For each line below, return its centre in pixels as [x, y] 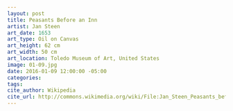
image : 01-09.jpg [32, 65]
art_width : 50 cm [32, 52]
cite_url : [21, 97]
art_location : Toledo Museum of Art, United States [83, 59]
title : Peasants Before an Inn [52, 20]
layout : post [26, 13]
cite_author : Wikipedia [42, 90]
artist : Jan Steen [34, 26]
